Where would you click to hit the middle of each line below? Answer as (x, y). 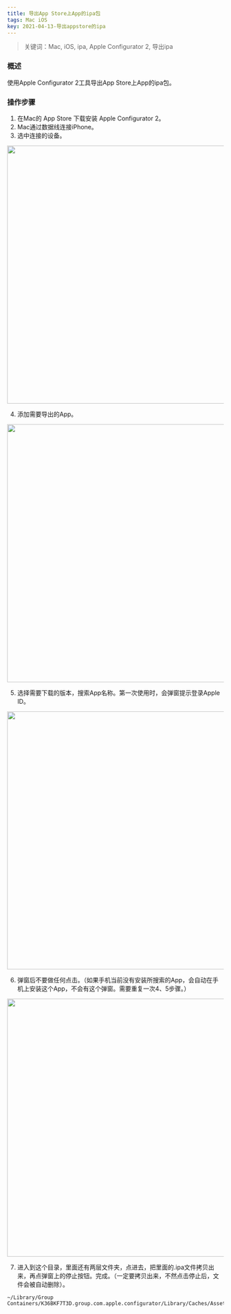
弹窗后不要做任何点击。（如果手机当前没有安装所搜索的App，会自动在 (115, 980)
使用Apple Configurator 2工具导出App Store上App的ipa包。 (91, 83)
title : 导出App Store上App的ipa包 (54, 13)
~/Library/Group (30, 1297)
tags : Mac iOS (27, 20)
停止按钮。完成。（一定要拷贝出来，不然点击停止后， (139, 1275)
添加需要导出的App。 (47, 414)
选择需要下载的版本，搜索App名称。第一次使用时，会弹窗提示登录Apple (118, 693)
